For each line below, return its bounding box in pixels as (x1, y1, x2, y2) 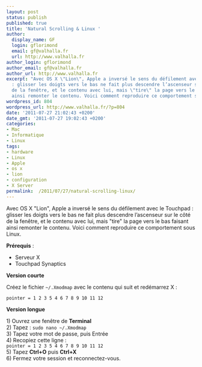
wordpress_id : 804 (6, 98, 52, 104)
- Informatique (6, 132, 44, 139)
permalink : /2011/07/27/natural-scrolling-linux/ (6, 188, 136, 194)
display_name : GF (11, 37, 55, 43)
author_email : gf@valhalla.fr (6, 64, 82, 71)
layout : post (6, 8, 39, 15)
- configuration (6, 177, 47, 183)
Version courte (6, 272, 44, 279)
